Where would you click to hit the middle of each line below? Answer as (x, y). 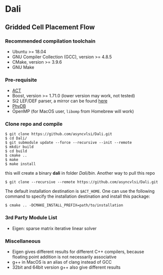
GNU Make (23, 67)
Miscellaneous (23, 241)
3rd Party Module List (31, 218)
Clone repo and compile (34, 124)
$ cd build (16, 151)
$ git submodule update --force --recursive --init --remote (69, 143)
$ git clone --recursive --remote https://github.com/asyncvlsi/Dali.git (82, 182)
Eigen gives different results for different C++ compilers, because (78, 252)
